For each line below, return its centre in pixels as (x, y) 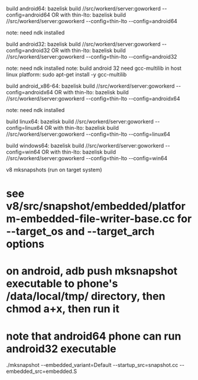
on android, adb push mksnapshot (92, 271)
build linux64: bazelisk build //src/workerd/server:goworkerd (80, 122)
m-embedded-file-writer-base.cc (91, 219)
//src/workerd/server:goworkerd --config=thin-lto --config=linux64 (88, 134)
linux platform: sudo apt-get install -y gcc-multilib (66, 74)
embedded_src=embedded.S (42, 371)
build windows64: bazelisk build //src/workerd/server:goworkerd (85, 146)
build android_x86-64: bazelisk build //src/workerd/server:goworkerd (90, 86)
